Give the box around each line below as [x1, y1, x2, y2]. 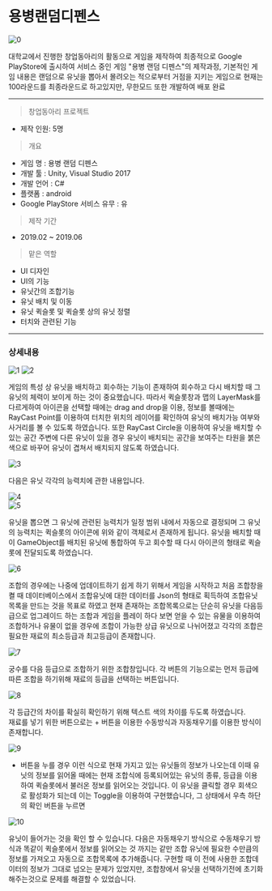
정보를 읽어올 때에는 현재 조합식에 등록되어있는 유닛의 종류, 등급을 [35, 770, 243, 780]
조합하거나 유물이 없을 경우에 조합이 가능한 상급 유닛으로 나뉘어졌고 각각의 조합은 [8, 621, 264, 631]
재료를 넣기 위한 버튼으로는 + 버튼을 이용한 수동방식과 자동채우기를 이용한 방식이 [8, 718, 261, 727]
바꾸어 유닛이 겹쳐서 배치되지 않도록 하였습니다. [29, 443, 180, 453]
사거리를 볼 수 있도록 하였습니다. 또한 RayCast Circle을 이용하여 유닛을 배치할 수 [8, 423, 262, 433]
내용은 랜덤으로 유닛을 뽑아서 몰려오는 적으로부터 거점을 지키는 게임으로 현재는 [16, 71, 264, 81]
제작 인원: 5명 [19, 123, 64, 134]
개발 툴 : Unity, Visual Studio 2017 [19, 168, 131, 178]
